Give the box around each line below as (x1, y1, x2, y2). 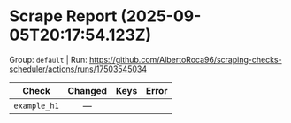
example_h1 (13, 100, 59, 111)
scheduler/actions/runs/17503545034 (9, 64, 148, 74)
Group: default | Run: (9, 54, 88, 65)
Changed (67, 84, 108, 96)
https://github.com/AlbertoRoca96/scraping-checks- (88, 54, 282, 65)
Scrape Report (9, 6, 118, 27)
